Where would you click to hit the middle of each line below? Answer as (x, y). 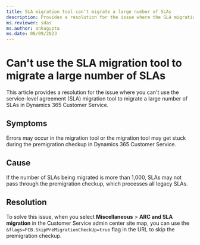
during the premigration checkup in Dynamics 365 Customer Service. (91, 144)
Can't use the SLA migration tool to (94, 63)
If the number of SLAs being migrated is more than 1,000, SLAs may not (94, 177)
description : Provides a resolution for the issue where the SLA (89, 17)
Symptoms (27, 123)
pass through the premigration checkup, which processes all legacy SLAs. (97, 183)
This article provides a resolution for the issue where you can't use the (93, 92)
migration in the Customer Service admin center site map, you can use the (98, 223)
